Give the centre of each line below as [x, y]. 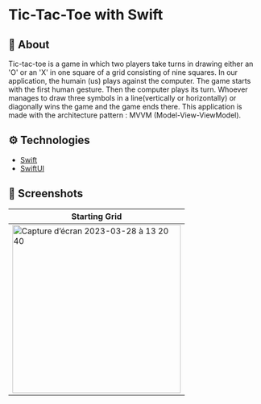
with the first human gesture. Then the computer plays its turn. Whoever [128, 89]
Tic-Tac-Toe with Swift [86, 15]
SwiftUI [32, 168]
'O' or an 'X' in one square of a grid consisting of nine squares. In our [123, 72]
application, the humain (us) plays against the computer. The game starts [130, 81]
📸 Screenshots [46, 194]
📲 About [29, 45]
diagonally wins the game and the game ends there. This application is [125, 107]
